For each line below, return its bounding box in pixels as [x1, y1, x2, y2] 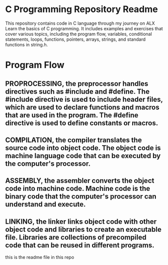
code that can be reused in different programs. [5, 241, 154, 249]
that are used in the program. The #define [5, 111, 139, 119]
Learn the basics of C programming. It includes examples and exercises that [5, 25, 163, 31]
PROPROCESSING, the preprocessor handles [5, 79, 148, 88]
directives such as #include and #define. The [5, 87, 150, 96]
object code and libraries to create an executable [5, 225, 162, 234]
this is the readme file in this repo [5, 254, 74, 260]
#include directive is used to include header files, [5, 95, 163, 104]
